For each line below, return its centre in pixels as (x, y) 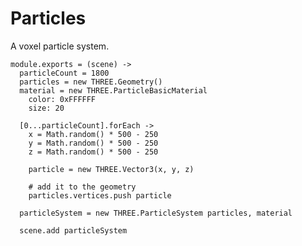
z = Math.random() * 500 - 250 (93, 152)
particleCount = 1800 (64, 73)
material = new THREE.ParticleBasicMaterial (113, 90)
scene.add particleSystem (73, 230)
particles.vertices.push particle (100, 195)
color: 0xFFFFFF (62, 99)
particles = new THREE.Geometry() (91, 82)
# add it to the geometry (82, 187)
